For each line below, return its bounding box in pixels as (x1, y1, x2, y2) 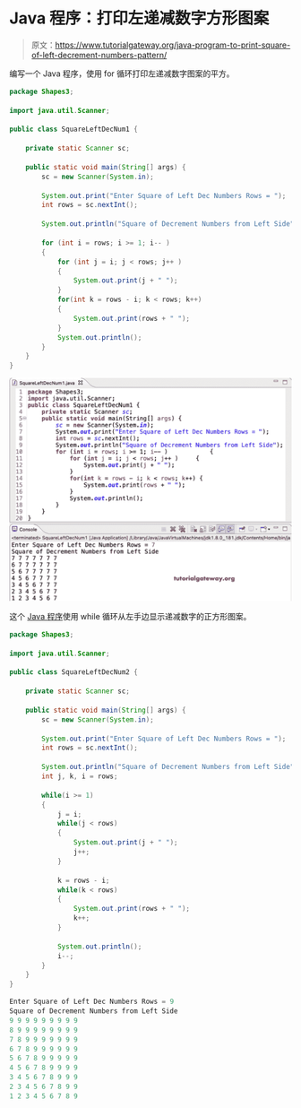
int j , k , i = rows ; (41, 772, 118, 781)
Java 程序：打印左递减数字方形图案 (9, 8, 270, 29)
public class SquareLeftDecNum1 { (9, 125, 139, 134)
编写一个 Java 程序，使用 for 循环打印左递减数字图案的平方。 (9, 68, 235, 79)
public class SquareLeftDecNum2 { (9, 668, 139, 677)
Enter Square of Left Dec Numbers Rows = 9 (9, 997, 175, 1007)
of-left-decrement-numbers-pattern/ (30, 49, 168, 60)
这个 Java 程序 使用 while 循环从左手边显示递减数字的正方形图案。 (9, 610, 252, 621)
